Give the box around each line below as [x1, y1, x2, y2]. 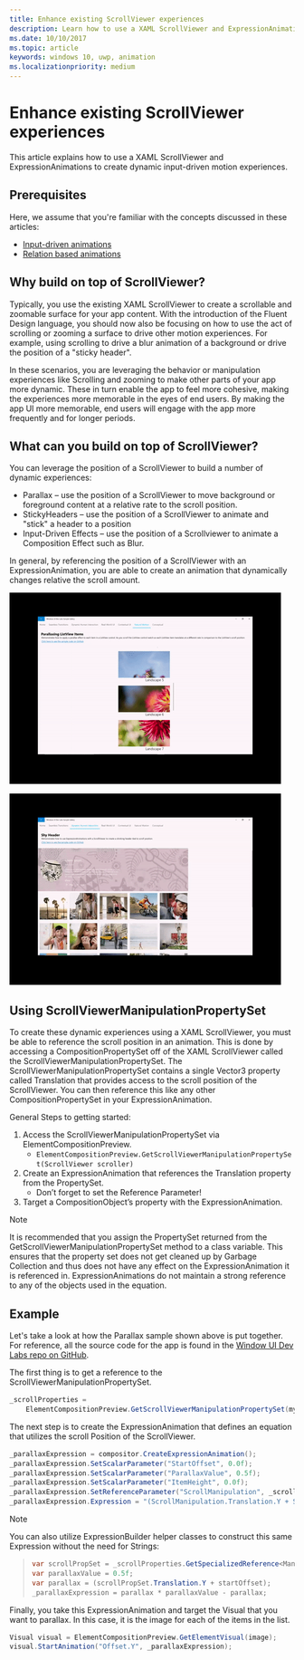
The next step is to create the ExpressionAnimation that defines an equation [9, 1421, 292, 1432]
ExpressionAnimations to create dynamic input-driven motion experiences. [9, 161, 288, 172]
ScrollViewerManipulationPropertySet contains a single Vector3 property [9, 1065, 280, 1077]
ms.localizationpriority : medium [9, 62, 136, 72]
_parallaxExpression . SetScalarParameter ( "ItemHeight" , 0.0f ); [9, 1478, 249, 1487]
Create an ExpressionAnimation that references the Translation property [22, 1168, 291, 1179]
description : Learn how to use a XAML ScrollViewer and [9, 24, 224, 34]
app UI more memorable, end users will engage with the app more [9, 403, 256, 414]
